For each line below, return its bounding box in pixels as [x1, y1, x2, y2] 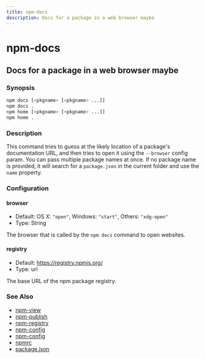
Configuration [6, 184, 49, 193]
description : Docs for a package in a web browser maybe [6, 15, 155, 21]
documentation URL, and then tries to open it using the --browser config [6, 149, 188, 157]
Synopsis [6, 84, 35, 92]
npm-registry [15, 319, 49, 327]
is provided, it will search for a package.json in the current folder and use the [6, 163, 199, 170]
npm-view [15, 306, 41, 314]
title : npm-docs [6, 9, 48, 15]
